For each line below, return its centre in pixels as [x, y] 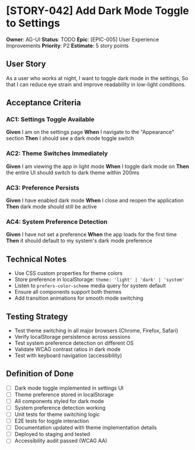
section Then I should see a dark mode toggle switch [70, 138]
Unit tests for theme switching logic [57, 414]
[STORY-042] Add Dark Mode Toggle [97, 11]
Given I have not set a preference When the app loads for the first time [91, 235]
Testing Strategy [37, 316]
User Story [26, 64]
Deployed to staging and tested [52, 434]
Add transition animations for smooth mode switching [79, 298]
